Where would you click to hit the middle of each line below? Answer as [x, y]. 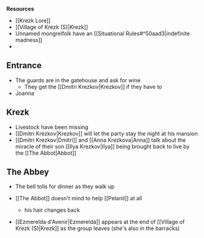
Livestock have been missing [52, 127]
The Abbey [28, 172]
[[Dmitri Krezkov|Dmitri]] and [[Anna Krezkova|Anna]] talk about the [100, 140]
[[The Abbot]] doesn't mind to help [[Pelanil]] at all [78, 198]
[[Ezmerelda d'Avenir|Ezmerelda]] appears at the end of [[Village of [100, 222]
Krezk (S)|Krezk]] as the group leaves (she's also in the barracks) [97, 228]
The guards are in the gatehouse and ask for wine [78, 80]
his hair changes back [52, 210]
